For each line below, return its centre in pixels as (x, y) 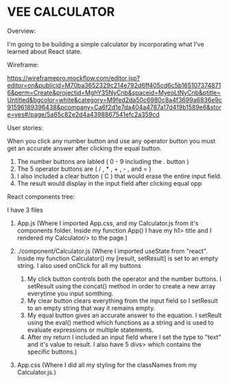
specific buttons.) (52, 351)
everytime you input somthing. (70, 293)
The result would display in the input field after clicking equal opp (109, 183)
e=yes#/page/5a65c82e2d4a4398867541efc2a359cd (83, 114)
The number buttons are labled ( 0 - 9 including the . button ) (103, 161)
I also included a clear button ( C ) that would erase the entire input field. (119, 176)
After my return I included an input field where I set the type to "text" (124, 337)
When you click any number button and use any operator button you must (111, 140)
